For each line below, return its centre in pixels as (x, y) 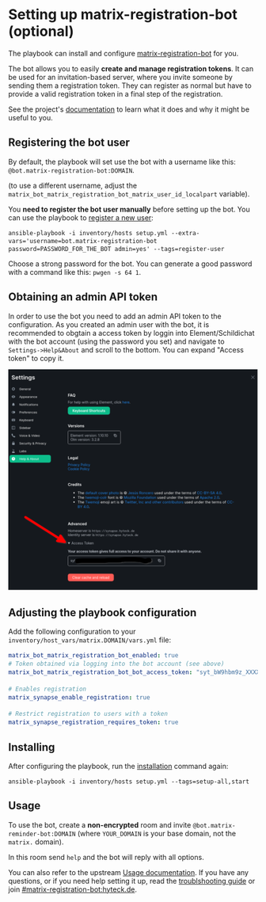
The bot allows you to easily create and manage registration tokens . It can (131, 68)
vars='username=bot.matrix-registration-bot (83, 241)
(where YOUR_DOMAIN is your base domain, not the (156, 833)
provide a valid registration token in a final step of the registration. (116, 93)
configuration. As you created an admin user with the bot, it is (109, 324)
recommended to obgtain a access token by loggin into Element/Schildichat (131, 333)
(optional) (41, 31)
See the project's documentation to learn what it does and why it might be (129, 109)
